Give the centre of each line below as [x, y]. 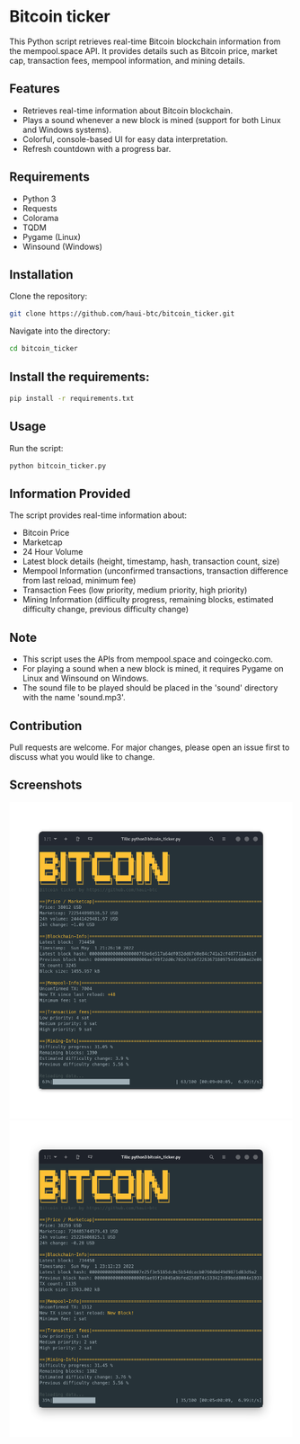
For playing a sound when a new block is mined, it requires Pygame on [153, 669]
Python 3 [39, 199]
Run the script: [36, 448]
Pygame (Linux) [51, 236]
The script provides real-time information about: [98, 515]
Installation [41, 275]
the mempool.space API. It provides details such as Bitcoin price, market [143, 50]
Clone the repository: [49, 296]
